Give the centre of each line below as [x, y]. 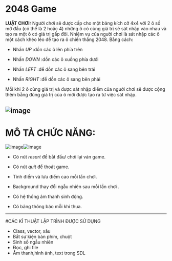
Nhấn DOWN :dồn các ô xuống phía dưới [56, 59]
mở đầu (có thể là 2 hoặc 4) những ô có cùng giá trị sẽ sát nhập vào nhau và [86, 28]
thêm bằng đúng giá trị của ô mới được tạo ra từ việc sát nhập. [71, 94]
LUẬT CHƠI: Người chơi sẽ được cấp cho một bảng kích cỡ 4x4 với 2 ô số [83, 23]
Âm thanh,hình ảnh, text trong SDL [49, 253]
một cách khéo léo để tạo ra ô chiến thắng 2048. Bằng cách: [69, 39]
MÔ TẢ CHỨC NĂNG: [50, 133]
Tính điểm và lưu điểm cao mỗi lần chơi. [55, 177]
